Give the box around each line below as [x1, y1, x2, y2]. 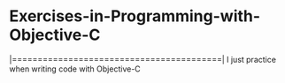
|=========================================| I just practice [9, 54, 277, 64]
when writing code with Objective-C [9, 64, 142, 74]
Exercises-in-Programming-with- [9, 6, 261, 26]
